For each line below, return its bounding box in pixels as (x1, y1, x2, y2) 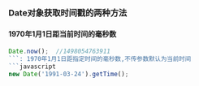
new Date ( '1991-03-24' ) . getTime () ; (8, 70, 129, 78)
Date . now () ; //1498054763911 (8, 47, 111, 56)
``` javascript (8, 62, 57, 71)
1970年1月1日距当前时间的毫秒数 (8, 28, 117, 38)
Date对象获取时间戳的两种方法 (8, 6, 128, 18)
